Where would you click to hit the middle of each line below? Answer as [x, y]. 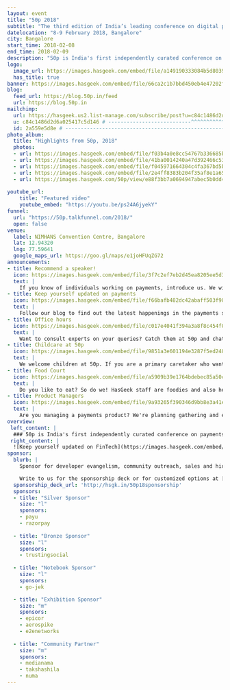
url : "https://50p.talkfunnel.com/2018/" [73, 217]
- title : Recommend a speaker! [52, 268]
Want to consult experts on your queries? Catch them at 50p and [115, 339]
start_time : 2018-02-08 [41, 45]
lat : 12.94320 [33, 243]
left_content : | [33, 428]
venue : [16, 230]
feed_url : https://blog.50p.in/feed [65, 97]
